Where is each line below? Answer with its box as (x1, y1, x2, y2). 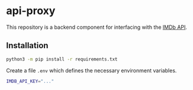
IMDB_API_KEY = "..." (6, 78, 54, 84)
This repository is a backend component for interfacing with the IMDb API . (6, 24, 188, 31)
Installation (6, 41, 49, 51)
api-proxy (6, 4, 56, 18)
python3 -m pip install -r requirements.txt (6, 56, 118, 62)
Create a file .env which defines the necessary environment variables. (6, 66, 177, 74)
